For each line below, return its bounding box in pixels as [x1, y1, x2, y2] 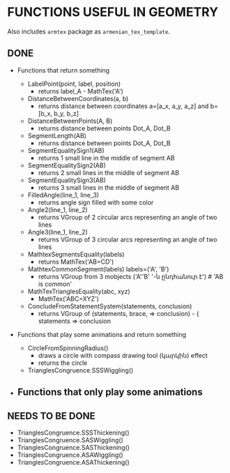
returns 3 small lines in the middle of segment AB [38, 183, 180, 192]
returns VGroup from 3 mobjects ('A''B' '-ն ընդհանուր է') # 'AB [38, 272, 224, 280]
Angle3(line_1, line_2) [27, 227, 89, 236]
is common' [38, 280, 72, 288]
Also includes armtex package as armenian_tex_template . [7, 27, 171, 36]
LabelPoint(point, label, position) [27, 80, 121, 88]
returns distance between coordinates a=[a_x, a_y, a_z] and [38, 102, 209, 110]
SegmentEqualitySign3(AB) [27, 176, 107, 184]
